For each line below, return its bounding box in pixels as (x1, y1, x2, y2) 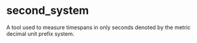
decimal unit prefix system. (6, 30, 75, 37)
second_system (6, 4, 89, 18)
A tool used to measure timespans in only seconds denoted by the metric (6, 24, 191, 31)
